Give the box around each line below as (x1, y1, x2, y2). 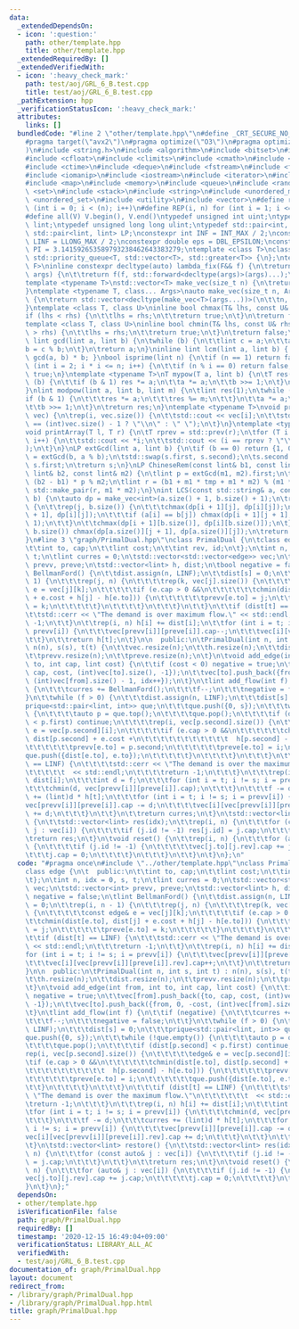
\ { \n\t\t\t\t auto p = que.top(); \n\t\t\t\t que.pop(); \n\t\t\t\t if (25, 710, 280, 719)
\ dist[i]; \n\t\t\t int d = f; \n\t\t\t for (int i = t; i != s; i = (25, 776, 277, 785)
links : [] (25, 121, 62, 130)
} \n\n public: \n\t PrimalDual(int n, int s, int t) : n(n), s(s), (25, 967, 277, 976)
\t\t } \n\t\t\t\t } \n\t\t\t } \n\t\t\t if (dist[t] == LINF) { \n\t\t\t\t (25, 1083, 285, 1092)
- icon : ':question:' (17, 29, 98, 38)
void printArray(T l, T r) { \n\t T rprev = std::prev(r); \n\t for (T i (25, 427, 289, 437)
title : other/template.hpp (25, 46, 125, 55)
